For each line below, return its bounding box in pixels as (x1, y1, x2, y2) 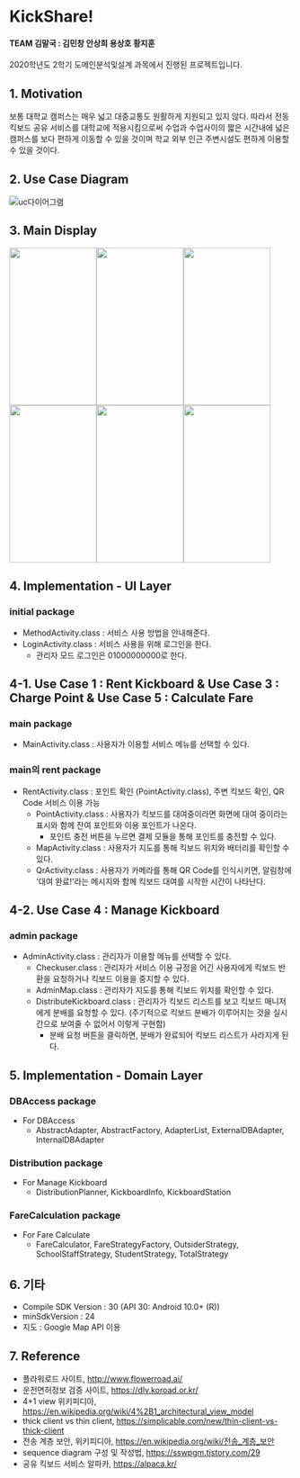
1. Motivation (9, 86, 84, 101)
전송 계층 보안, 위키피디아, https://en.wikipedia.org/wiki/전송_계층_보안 (22, 1436, 275, 1446)
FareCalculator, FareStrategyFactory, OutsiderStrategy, (35, 1239, 240, 1250)
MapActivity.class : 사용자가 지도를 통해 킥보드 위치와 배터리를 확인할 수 (35, 842, 290, 852)
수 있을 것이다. (9, 145, 60, 156)
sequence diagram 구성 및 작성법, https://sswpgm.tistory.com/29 (22, 1447, 260, 1458)
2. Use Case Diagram (9, 171, 129, 186)
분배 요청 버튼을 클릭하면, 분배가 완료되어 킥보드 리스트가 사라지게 (49, 1030, 280, 1041)
